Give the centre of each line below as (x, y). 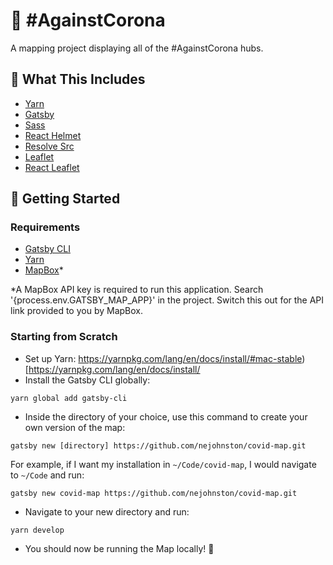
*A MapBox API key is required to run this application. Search (137, 290)
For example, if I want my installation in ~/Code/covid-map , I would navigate (163, 464)
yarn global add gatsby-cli (69, 398)
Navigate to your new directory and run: (107, 511)
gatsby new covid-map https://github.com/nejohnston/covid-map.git (154, 493)
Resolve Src (49, 146)
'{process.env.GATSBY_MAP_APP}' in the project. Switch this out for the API (167, 300)
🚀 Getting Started (65, 199)
